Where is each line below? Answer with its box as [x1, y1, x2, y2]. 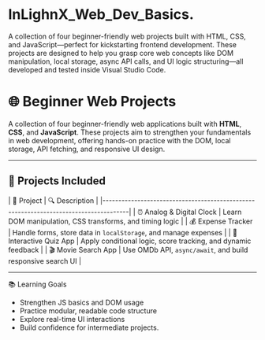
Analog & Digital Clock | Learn [144, 207, 242, 216]
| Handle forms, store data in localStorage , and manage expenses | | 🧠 [8, 227, 238, 237]
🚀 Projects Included [8, 175, 106, 188]
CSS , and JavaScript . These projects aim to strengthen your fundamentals [8, 128, 252, 137]
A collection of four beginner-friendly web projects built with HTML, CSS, [8, 31, 246, 41]
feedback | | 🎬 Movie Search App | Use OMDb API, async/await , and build [8, 245, 248, 254]
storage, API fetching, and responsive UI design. [8, 144, 166, 153]
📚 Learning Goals [8, 279, 67, 289]
